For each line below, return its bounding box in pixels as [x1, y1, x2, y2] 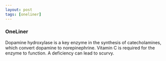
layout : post [5, 7, 33, 12]
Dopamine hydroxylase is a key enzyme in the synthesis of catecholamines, [5, 39, 161, 45]
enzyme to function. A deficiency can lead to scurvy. [5, 50, 114, 56]
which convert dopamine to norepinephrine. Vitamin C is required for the [5, 45, 155, 51]
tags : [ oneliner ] [5, 12, 42, 17]
